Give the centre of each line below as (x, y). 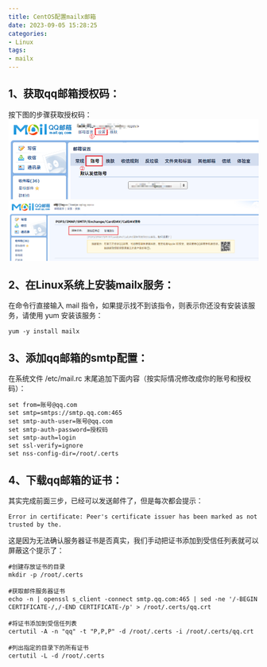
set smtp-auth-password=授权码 (58, 430)
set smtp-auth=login (43, 438)
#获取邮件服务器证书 (37, 591)
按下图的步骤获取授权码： (50, 114)
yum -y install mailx (44, 332)
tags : (17, 50)
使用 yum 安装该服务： (66, 316)
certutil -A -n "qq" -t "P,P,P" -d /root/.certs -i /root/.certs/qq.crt (131, 631)
